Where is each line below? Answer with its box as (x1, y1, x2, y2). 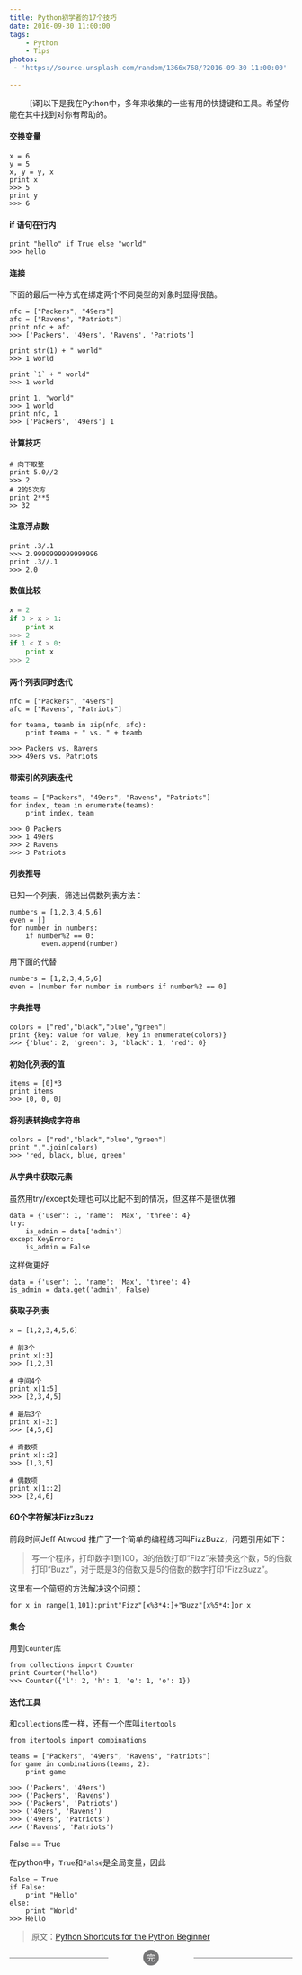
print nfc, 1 (9, 410, 58, 419)
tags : (9, 30, 30, 39)
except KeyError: (9, 1234, 75, 1243)
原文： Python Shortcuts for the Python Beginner (31, 1932, 210, 1943)
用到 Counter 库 (9, 1643, 62, 1654)
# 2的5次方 (9, 485, 47, 494)
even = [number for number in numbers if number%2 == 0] (9, 982, 227, 991)
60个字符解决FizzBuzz (9, 1511, 94, 1522)
